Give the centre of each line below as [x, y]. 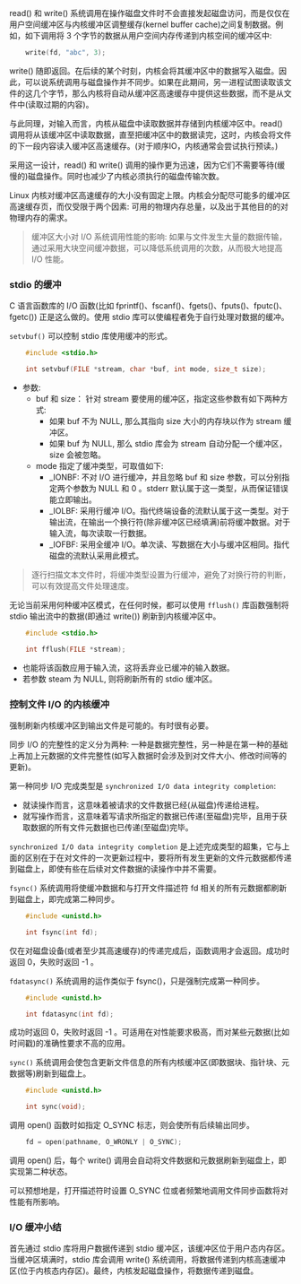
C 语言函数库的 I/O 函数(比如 [62, 306]
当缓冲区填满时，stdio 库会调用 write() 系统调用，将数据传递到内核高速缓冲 [148, 1260]
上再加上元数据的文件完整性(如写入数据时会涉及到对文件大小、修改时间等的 [148, 755]
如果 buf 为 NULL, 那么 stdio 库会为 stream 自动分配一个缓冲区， [168, 443]
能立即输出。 [73, 499]
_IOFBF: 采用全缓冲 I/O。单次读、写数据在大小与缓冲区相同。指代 [169, 544]
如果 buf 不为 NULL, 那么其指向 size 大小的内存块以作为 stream [165, 421]
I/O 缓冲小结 [35, 1228]
